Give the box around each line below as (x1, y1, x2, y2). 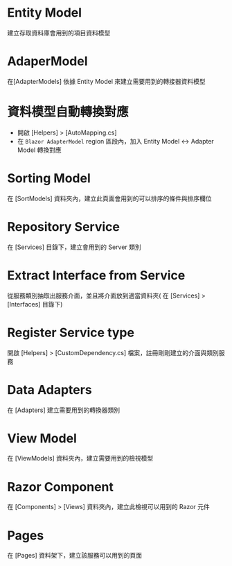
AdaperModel (7, 53, 88, 69)
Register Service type (7, 325, 135, 341)
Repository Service (7, 218, 120, 234)
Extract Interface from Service (7, 267, 186, 283)
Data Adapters (7, 381, 92, 397)
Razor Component (7, 479, 114, 495)
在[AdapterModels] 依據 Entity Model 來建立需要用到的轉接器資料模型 (7, 77, 206, 85)
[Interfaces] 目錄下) (7, 300, 63, 308)
